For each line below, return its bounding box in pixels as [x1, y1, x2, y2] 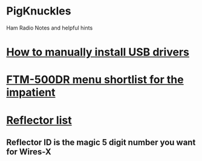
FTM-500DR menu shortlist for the [6, 73, 184, 87]
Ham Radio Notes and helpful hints [6, 24, 93, 31]
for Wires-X [6, 147, 51, 157]
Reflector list [6, 113, 72, 127]
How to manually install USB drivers [6, 45, 189, 59]
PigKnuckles [6, 4, 71, 18]
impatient [6, 86, 56, 99]
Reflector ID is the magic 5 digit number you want [6, 137, 196, 147]
